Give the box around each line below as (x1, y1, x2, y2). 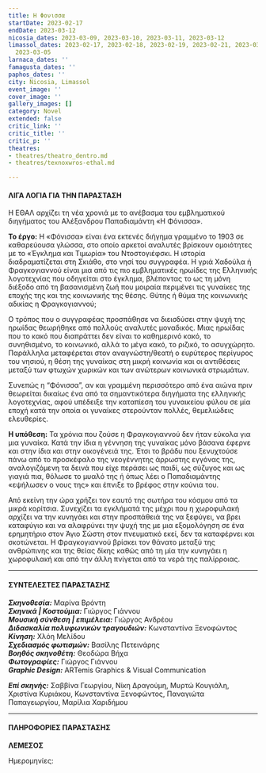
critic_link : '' (8, 122, 62, 130)
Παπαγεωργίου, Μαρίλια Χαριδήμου (8, 697, 128, 706)
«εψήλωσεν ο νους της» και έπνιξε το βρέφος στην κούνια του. (8, 480, 219, 490)
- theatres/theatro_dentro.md (8, 151, 108, 159)
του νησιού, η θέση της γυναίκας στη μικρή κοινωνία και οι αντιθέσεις (8, 357, 241, 366)
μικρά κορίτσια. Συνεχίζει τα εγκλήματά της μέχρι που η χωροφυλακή (8, 504, 240, 514)
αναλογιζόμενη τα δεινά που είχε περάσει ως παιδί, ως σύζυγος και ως (8, 463, 245, 473)
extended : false (8, 115, 62, 123)
